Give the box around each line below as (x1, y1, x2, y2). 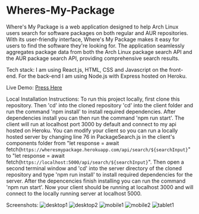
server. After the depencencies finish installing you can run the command (6, 177, 186, 184)
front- (169, 66, 184, 73)
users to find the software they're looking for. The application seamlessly (6, 42, 185, 49)
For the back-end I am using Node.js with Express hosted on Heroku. (18, 72, 187, 79)
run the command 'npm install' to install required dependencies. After (6, 108, 176, 115)
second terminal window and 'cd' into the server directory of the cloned (6, 164, 182, 172)
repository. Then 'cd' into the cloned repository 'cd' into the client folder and (6, 101, 194, 108)
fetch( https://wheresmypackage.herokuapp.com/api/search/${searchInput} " (6, 146, 191, 153)
